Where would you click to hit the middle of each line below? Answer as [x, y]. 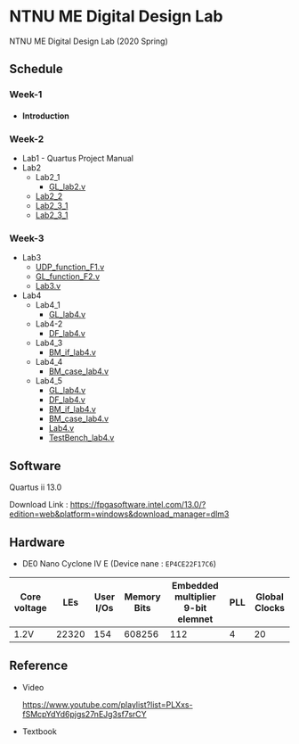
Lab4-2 [49, 324]
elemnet [195, 619]
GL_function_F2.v [68, 277]
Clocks [270, 608]
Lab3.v [48, 286]
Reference [39, 666]
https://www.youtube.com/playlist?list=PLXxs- [107, 704]
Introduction [45, 116]
